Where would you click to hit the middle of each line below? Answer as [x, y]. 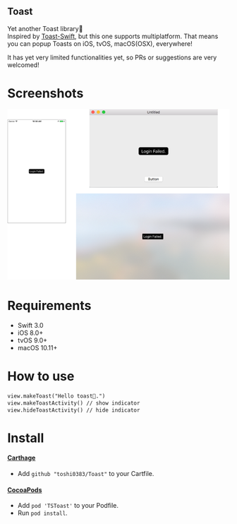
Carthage [22, 458]
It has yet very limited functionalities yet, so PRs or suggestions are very [112, 57]
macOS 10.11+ [37, 347]
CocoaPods [25, 489]
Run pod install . [43, 513]
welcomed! [24, 65]
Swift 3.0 [30, 325]
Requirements [49, 305]
